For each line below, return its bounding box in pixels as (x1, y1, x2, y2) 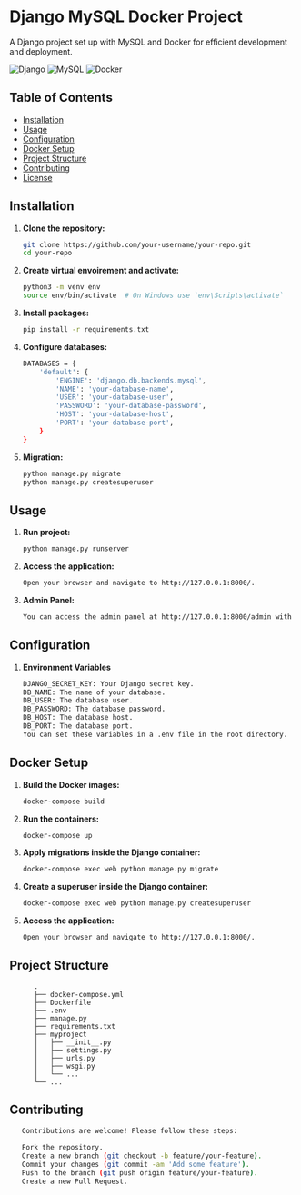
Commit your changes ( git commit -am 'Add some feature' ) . (21, 1160, 250, 1170)
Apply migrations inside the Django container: (22, 847, 201, 858)
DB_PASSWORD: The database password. (22, 704, 166, 714)
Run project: (22, 527, 71, 538)
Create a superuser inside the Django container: (22, 881, 209, 892)
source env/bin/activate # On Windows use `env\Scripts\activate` (22, 291, 284, 301)
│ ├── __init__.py (33, 1038, 112, 1047)
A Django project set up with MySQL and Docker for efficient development (9, 36, 288, 47)
